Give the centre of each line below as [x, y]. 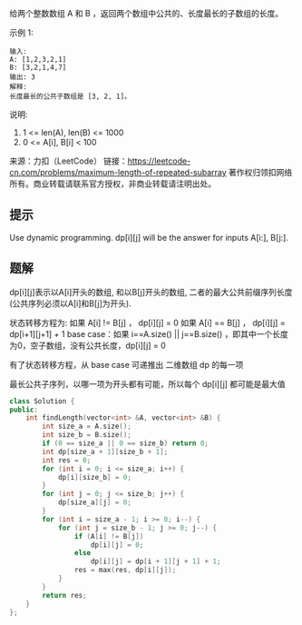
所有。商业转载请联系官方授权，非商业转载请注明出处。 [112, 184]
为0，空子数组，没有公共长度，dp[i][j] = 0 [88, 345]
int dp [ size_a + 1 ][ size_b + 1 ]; [105, 451]
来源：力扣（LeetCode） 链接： [69, 161]
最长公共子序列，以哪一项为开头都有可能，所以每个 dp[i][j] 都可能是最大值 [147, 383]
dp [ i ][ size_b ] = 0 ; [94, 477]
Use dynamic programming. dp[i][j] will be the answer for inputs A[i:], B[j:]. [149, 237]
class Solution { [42, 401]
